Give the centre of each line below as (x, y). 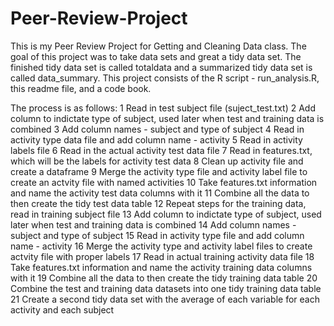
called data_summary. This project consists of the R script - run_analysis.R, (165, 78)
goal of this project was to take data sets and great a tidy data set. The (156, 56)
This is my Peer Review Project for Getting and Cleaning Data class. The (158, 46)
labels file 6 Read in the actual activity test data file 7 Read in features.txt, (161, 150)
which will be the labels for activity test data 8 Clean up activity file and (157, 161)
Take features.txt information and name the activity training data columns (161, 267)
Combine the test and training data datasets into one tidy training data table (166, 288)
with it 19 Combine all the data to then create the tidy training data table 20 (164, 278)
